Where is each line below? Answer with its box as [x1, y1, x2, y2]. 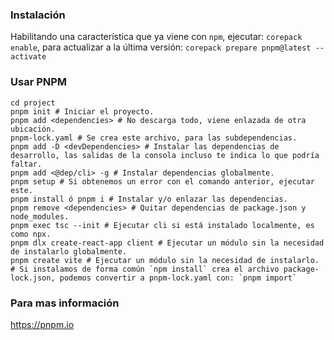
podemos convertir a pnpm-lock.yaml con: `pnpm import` [59, 273, 298, 283]
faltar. [10, 159, 43, 169]
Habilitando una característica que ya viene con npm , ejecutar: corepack [10, 31, 303, 43]
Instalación [10, 8, 66, 22]
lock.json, [10, 273, 56, 283]
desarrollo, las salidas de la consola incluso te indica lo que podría [10, 150, 320, 160]
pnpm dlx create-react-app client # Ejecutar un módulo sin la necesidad [10, 238, 325, 248]
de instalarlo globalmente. [10, 246, 128, 257]
